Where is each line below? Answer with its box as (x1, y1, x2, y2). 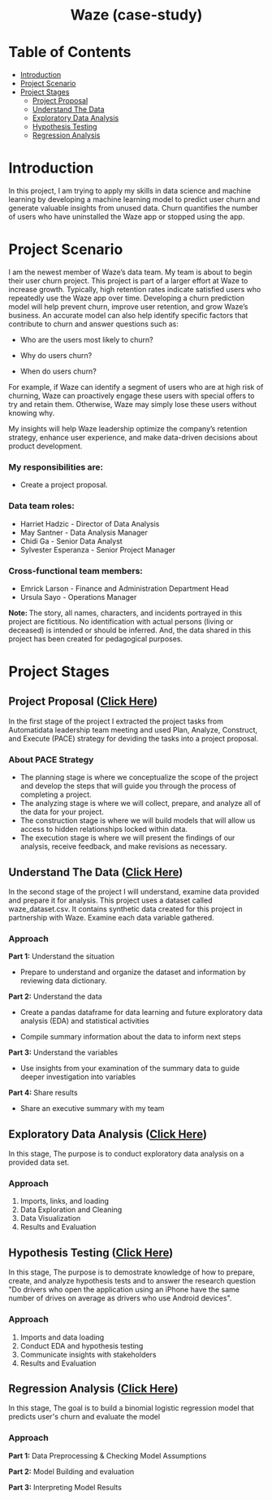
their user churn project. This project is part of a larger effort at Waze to (8, 276, 248, 286)
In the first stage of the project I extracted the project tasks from (8, 716, 223, 726)
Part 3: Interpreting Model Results (8, 1482, 122, 1492)
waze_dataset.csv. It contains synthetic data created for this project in (8, 904, 244, 913)
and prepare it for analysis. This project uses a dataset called (8, 895, 213, 905)
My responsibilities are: (8, 461, 104, 473)
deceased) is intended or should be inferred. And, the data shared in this (8, 625, 252, 635)
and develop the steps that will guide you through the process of (19, 781, 237, 791)
